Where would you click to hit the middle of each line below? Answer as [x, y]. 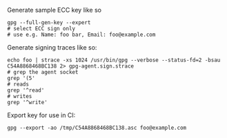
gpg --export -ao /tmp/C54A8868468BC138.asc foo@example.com [97, 128]
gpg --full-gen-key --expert [49, 23]
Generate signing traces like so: [52, 47]
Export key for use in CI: [41, 115]
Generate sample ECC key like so [55, 10]
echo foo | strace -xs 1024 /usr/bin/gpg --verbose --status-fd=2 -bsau [114, 60]
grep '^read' [26, 90]
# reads [18, 84]
